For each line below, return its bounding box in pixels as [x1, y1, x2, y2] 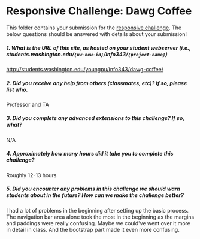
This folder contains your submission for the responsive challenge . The [6, 24, 182, 31]
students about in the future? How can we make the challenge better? [6, 192, 184, 199]
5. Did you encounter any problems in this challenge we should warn [6, 185, 181, 193]
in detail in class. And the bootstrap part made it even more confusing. [6, 226, 180, 233]
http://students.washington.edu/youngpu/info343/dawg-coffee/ [6, 65, 163, 73]
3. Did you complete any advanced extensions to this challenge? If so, [6, 115, 184, 122]
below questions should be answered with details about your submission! [6, 30, 187, 37]
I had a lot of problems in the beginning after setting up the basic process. [6, 207, 189, 214]
